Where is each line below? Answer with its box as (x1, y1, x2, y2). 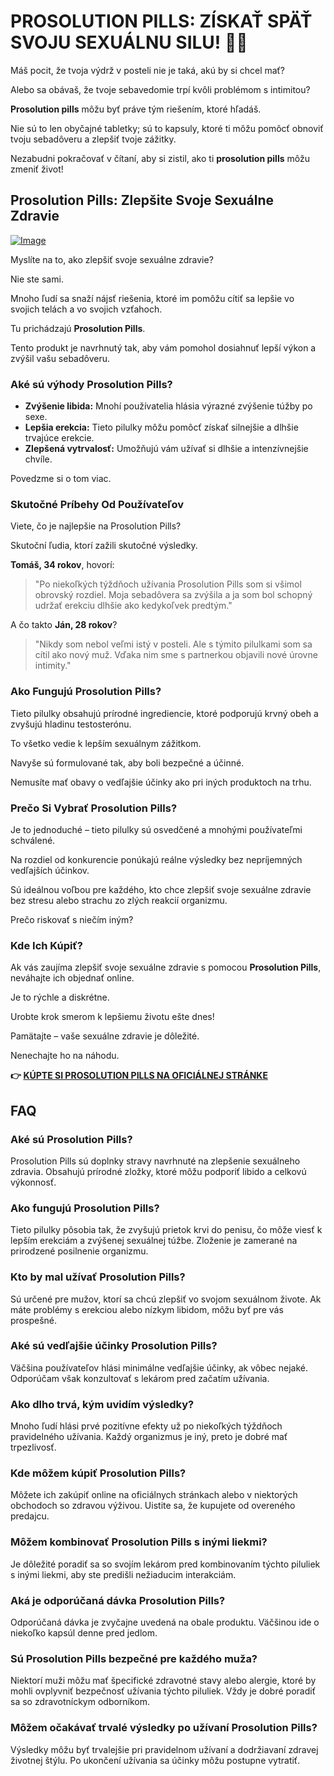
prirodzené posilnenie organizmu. (10, 1245, 149, 1257)
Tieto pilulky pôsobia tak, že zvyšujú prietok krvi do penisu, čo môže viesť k (10, 1224, 323, 1236)
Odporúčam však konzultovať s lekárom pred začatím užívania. (10, 1372, 270, 1384)
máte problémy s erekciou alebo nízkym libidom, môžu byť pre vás (10, 1303, 284, 1315)
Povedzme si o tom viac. (10, 473, 112, 485)
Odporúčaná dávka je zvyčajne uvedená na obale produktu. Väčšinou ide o (10, 1616, 320, 1628)
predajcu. (10, 1510, 50, 1522)
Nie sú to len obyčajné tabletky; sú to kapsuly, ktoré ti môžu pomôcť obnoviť (10, 122, 324, 134)
